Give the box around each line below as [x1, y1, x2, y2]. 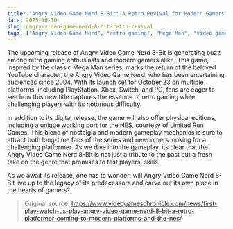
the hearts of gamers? [7, 186, 71, 194]
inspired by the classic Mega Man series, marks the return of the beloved [7, 63, 216, 71]
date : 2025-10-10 [7, 17, 58, 24]
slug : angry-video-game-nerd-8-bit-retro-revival [7, 23, 154, 30]
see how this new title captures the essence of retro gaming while [7, 93, 196, 101]
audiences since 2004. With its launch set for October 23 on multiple [7, 78, 204, 87]
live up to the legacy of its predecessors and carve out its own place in [16, 178, 218, 187]
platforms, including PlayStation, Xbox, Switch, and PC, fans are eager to [7, 85, 215, 94]
